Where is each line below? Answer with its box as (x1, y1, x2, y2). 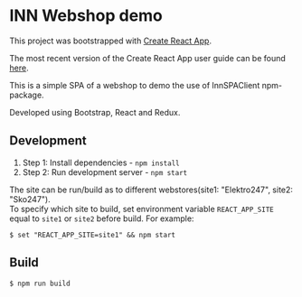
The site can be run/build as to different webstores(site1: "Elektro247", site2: (9, 184, 294, 195)
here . (9, 62, 29, 73)
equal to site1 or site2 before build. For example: (9, 213, 194, 224)
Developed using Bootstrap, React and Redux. (9, 107, 181, 117)
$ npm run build (9, 279, 71, 288)
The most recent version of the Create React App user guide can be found (9, 52, 287, 63)
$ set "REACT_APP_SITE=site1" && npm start (9, 230, 176, 239)
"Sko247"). (9, 193, 52, 204)
